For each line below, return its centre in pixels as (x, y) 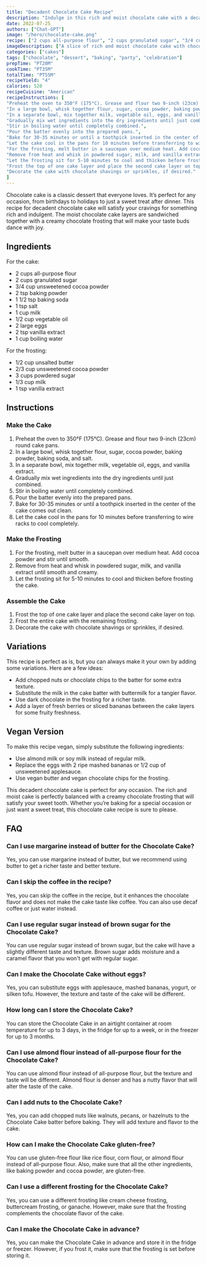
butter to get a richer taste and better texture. (64, 866)
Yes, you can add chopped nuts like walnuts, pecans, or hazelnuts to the (98, 1116)
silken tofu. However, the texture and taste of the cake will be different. (96, 994)
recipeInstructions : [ (35, 98)
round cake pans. (37, 445)
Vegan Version (35, 732)
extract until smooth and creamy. (57, 572)
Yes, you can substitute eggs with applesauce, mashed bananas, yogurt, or (101, 988)
